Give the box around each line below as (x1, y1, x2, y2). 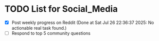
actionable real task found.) (11, 25, 67, 31)
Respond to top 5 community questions (11, 30, 91, 36)
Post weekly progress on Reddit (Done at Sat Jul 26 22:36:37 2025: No (11, 20, 154, 25)
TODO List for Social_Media (4, 3, 118, 15)
